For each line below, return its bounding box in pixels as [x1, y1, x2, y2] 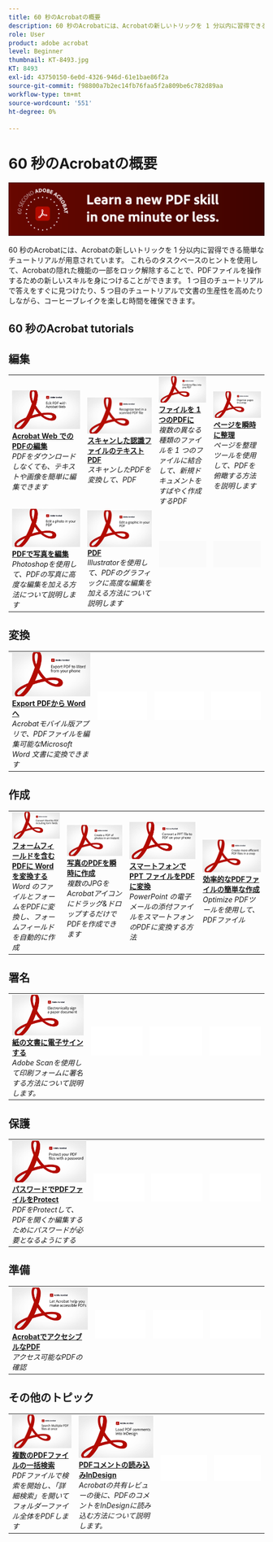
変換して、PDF [87, 475, 136, 485]
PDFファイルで [11, 1470, 63, 1480]
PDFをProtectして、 [11, 1204, 79, 1214]
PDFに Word [11, 861, 54, 871]
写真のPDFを [66, 858, 110, 868]
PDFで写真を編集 [11, 549, 69, 559]
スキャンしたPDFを [87, 464, 152, 475]
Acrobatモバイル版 [11, 719, 75, 729]
